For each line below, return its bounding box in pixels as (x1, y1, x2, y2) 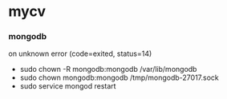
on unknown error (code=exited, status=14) (8, 49, 152, 58)
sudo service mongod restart (19, 81, 116, 91)
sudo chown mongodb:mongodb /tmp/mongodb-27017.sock (19, 73, 219, 82)
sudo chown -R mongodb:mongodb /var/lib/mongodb (19, 65, 197, 74)
